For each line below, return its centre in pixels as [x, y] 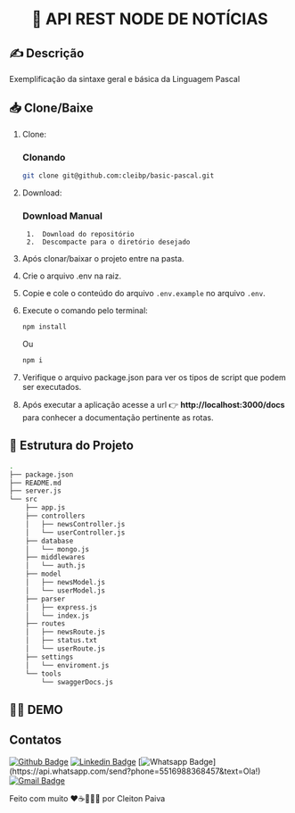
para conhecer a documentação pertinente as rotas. [118, 418]
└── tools [44, 674]
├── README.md [36, 483]
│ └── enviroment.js [67, 665]
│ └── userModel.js [65, 590]
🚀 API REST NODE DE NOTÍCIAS [150, 19]
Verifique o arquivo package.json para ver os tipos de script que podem [154, 377]
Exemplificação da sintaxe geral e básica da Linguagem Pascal [125, 79]
